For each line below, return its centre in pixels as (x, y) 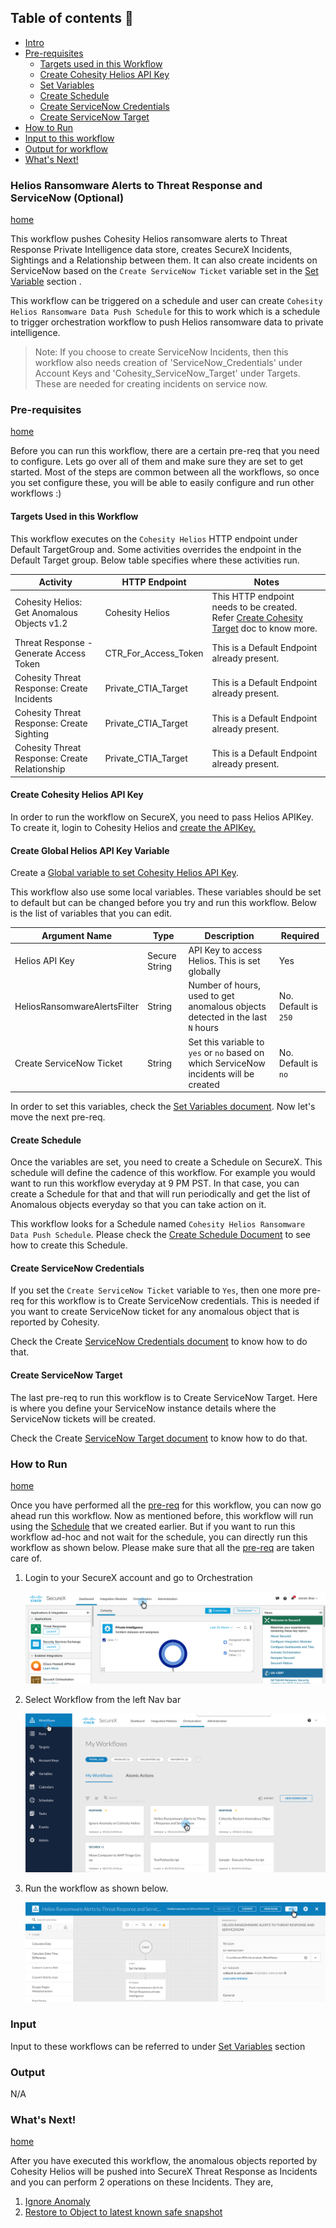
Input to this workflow (69, 138)
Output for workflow (66, 148)
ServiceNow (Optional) (67, 198)
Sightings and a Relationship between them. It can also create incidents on (164, 260)
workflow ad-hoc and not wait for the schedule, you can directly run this (159, 1537)
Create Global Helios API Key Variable (90, 850)
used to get (211, 996)
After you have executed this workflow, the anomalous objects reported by (164, 2161)
